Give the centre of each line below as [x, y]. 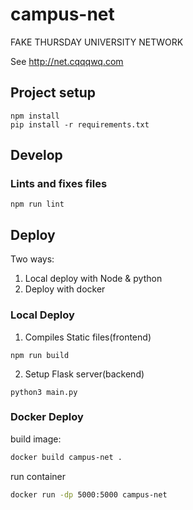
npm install [35, 116]
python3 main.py [44, 392]
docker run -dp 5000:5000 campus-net [89, 494]
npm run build [40, 355]
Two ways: [32, 259]
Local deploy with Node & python [93, 279]
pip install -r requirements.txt [80, 124]
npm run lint [37, 204]
